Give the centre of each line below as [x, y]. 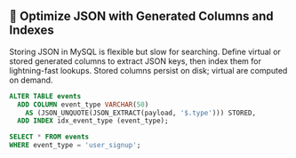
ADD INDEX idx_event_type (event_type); [93, 121]
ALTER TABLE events [45, 96]
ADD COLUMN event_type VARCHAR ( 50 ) [83, 104]
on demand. [31, 80]
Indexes [32, 31]
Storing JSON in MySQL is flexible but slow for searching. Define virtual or [145, 51]
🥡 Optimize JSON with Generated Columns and [141, 16]
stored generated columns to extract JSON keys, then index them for [136, 61]
